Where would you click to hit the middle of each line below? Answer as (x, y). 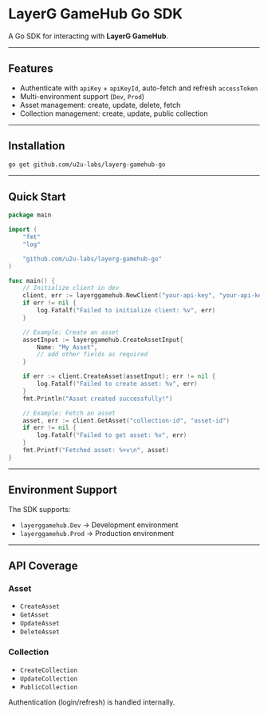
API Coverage (43, 565)
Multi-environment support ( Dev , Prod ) (82, 96)
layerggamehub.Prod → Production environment (97, 533)
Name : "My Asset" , (67, 347)
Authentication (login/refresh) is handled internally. (92, 702)
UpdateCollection (49, 679)
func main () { (32, 280)
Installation (37, 146)
